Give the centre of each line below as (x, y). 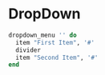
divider (28, 50)
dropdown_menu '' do (43, 35)
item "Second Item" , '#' (57, 57)
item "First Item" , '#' (55, 42)
